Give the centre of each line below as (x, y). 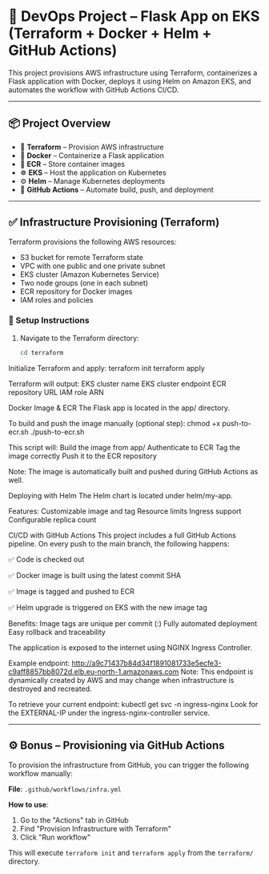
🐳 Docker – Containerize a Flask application (92, 155)
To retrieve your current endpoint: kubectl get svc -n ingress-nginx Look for (133, 704)
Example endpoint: (39, 663)
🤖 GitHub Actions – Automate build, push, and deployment (116, 189)
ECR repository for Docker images (76, 291)
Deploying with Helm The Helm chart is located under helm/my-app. (121, 495)
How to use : (28, 804)
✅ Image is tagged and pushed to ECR (71, 591)
